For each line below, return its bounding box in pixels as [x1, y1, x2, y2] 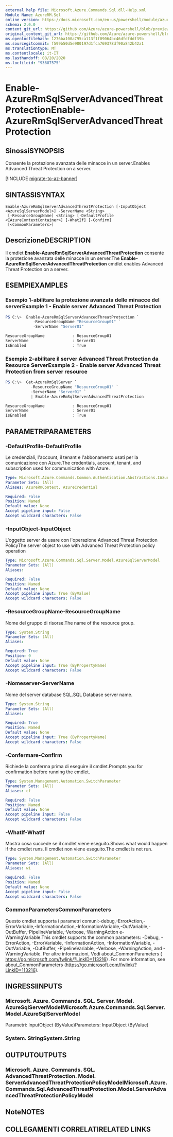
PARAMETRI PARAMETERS [5, 427, 92, 436]
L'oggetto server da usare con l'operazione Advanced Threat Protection [5, 537, 158, 543]
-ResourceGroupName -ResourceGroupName [5, 608, 121, 615]
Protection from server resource [5, 368, 88, 375]
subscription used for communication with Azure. [5, 465, 110, 471]
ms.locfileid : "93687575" [5, 60, 61, 65]
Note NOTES [5, 1108, 45, 1116]
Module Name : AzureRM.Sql [5, 12, 61, 17]
